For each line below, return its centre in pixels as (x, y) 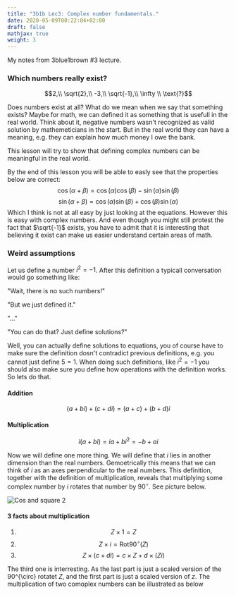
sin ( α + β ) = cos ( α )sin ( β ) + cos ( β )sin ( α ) (118, 202)
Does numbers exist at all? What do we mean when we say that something (115, 107)
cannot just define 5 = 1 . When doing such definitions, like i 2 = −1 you (108, 362)
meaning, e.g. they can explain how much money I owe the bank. (101, 137)
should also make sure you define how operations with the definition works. (117, 369)
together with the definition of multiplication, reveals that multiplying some (115, 478)
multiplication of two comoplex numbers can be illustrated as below (105, 584)
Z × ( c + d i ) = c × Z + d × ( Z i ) (124, 555)
